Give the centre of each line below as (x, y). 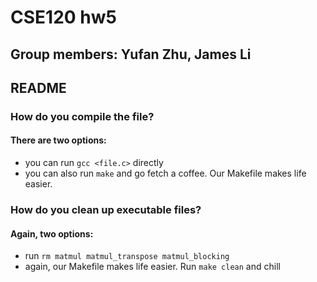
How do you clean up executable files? (106, 210)
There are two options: (58, 140)
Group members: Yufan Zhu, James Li (131, 54)
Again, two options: (52, 233)
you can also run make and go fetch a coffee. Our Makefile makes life (165, 173)
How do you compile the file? (82, 116)
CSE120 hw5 (63, 17)
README (38, 87)
